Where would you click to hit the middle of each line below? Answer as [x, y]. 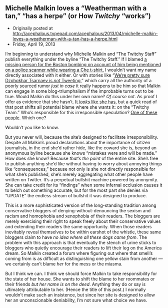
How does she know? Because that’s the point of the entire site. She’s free [82, 158]
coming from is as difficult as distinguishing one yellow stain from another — [84, 258]
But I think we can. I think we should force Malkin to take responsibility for [81, 273]
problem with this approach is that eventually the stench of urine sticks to [81, 242]
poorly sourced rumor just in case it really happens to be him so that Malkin [83, 86]
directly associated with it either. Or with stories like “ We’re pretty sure [77, 75]
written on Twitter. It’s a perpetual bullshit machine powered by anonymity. [82, 179]
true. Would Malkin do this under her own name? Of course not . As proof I [81, 96]
